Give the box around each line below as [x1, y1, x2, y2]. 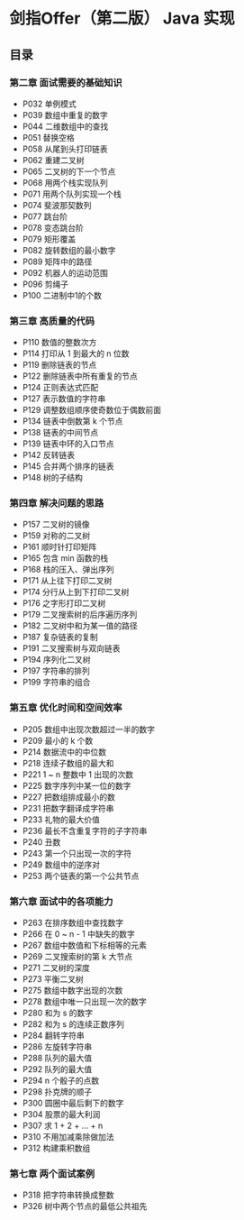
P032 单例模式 [22, 98, 77, 109]
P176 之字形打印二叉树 [22, 598, 106, 609]
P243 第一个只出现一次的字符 [22, 848, 132, 858]
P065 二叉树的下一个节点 [22, 166, 116, 177]
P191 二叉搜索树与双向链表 [22, 643, 121, 654]
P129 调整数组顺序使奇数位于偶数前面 [22, 405, 162, 416]
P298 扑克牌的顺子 [22, 1087, 93, 1097]
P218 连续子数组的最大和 [22, 757, 114, 768]
